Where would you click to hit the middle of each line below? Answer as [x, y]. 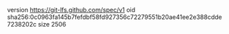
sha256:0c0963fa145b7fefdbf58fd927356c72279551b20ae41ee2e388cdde [114, 17]
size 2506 [52, 24]
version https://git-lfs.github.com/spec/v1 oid [71, 10]
